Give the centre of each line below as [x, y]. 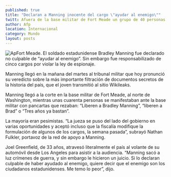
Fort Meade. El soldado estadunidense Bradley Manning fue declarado [90, 53]
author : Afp [18, 24]
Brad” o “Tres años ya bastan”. [38, 111]
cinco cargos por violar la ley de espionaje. [51, 64]
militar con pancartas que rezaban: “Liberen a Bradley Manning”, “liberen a [84, 105]
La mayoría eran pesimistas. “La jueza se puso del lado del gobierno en [80, 121]
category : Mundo [22, 34]
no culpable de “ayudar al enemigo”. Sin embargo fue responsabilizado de [83, 58]
